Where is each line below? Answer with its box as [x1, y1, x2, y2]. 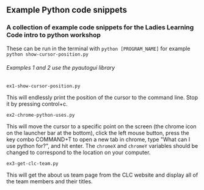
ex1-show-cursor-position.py [6, 82, 81, 89]
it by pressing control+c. [6, 100, 68, 108]
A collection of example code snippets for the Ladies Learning [6, 23, 194, 32]
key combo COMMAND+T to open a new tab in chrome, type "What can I [6, 136, 191, 143]
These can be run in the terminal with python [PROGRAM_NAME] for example [6, 45, 191, 52]
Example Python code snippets [6, 5, 127, 15]
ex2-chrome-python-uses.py [6, 112, 75, 118]
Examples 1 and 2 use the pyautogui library [6, 64, 115, 71]
